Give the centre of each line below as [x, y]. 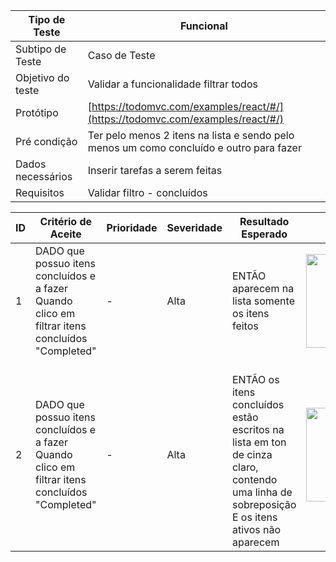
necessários [44, 176]
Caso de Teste [121, 55]
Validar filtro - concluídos [147, 192]
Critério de [66, 221]
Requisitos [40, 192]
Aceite [65, 234]
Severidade [194, 227]
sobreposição [264, 504]
